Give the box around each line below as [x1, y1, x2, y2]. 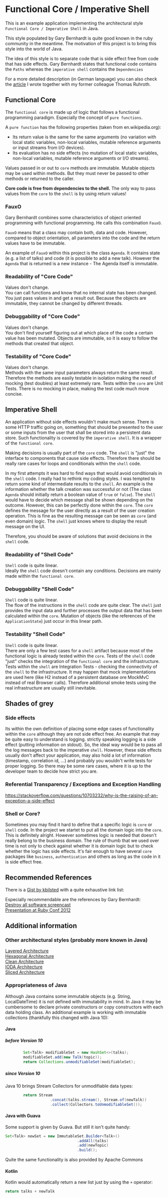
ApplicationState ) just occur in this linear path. [5, 618, 103, 624]
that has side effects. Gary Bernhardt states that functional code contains [5, 61, 157, 67]
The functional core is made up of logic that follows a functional [5, 109, 139, 115]
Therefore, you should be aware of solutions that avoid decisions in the [5, 533, 152, 539]
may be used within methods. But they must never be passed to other [5, 170, 149, 176]
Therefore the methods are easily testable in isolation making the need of [5, 375, 156, 381]
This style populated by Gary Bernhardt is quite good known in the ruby [5, 35, 153, 41]
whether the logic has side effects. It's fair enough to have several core [5, 848, 152, 854]
